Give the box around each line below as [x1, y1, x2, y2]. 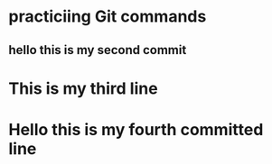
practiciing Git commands [8, 6, 207, 27]
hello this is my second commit [8, 42, 187, 58]
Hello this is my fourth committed [8, 119, 264, 140]
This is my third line [8, 78, 159, 98]
